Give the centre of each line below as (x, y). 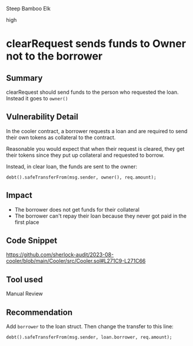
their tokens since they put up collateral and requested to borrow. (85, 155)
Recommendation (39, 312)
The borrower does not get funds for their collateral (77, 209)
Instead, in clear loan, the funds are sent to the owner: (71, 166)
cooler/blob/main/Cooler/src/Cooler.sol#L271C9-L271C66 (76, 261)
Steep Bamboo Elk (29, 9)
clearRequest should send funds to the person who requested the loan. (92, 92)
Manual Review (24, 294)
